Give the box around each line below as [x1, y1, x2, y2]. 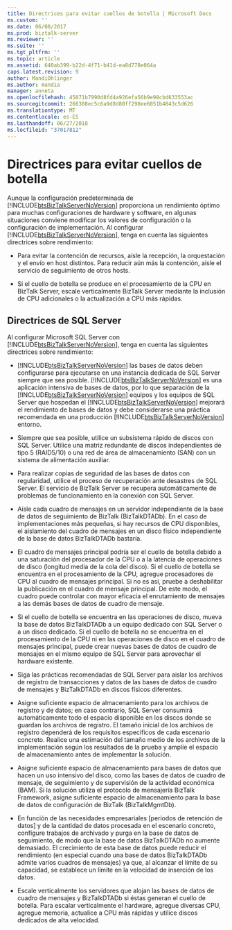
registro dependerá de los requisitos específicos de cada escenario [17, 728, 211, 736]
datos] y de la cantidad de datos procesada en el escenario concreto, [17, 822, 216, 830]
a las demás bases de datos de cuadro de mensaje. [17, 600, 165, 608]
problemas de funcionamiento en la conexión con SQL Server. [17, 491, 195, 500]
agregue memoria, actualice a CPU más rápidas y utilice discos [17, 908, 198, 917]
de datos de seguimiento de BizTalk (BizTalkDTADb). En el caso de [17, 512, 207, 521]
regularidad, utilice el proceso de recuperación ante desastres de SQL [17, 477, 217, 485]
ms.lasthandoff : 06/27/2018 [7, 119, 89, 127]
